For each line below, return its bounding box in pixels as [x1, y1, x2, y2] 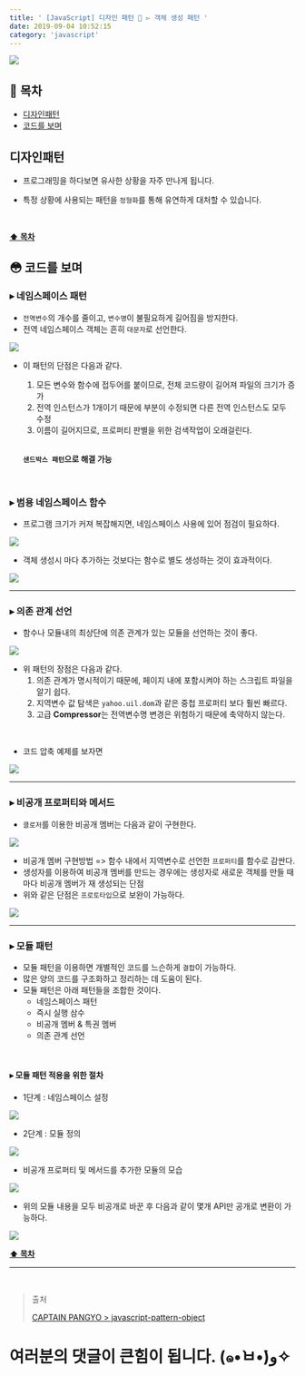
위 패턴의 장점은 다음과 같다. [22, 663, 123, 674]
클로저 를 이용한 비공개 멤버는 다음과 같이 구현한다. [22, 819, 197, 830]
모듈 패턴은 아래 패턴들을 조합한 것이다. [22, 984, 162, 995]
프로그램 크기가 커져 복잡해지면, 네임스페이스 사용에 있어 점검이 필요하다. [22, 518, 280, 529]
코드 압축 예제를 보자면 [22, 746, 103, 757]
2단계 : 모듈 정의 [22, 1128, 82, 1139]
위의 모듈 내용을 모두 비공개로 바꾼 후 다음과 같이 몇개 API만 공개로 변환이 [22, 1201, 282, 1212]
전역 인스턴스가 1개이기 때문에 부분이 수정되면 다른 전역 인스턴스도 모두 [35, 401, 288, 413]
